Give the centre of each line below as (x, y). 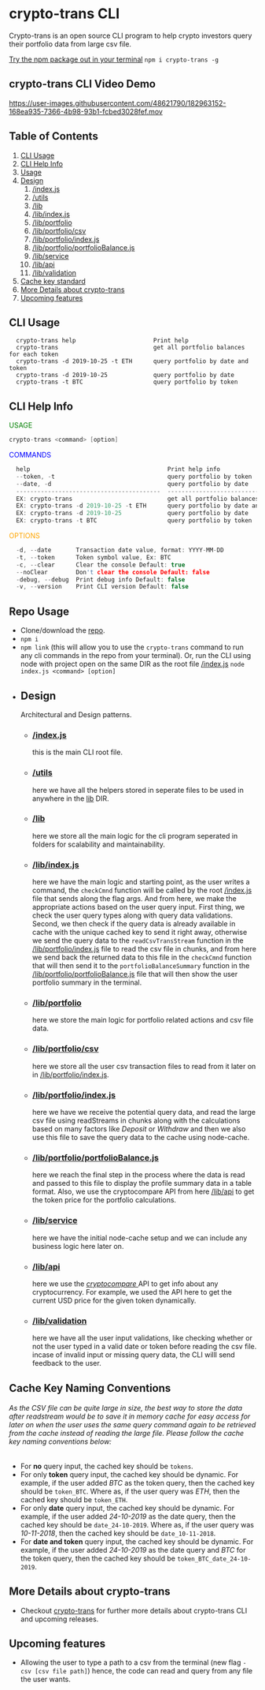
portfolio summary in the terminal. (87, 982)
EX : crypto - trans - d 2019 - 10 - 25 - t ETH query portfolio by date (132, 506)
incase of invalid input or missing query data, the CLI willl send (133, 1355)
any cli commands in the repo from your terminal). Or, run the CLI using (136, 656)
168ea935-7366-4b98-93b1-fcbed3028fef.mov (86, 111)
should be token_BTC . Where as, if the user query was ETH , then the (130, 1491)
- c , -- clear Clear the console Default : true (101, 565)
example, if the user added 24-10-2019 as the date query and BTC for (133, 1550)
